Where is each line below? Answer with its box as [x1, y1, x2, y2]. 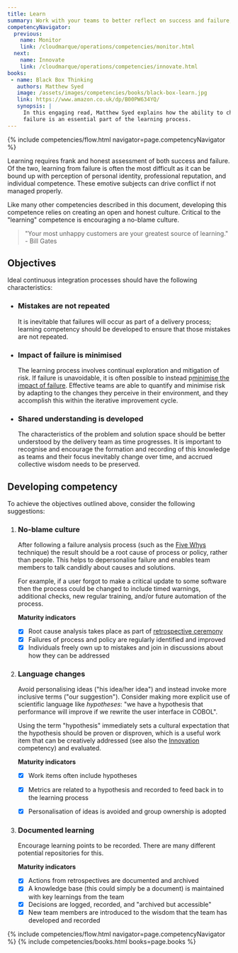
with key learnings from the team [28, 892, 125, 901]
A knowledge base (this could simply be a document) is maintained [28, 884, 225, 893]
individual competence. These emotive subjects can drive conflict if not [7, 179, 216, 188]
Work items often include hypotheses [28, 771, 137, 779]
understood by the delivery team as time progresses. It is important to [17, 437, 222, 446]
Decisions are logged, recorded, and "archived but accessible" [28, 900, 212, 908]
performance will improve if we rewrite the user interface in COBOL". [17, 707, 218, 716]
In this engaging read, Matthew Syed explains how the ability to [23, 109, 223, 116]
